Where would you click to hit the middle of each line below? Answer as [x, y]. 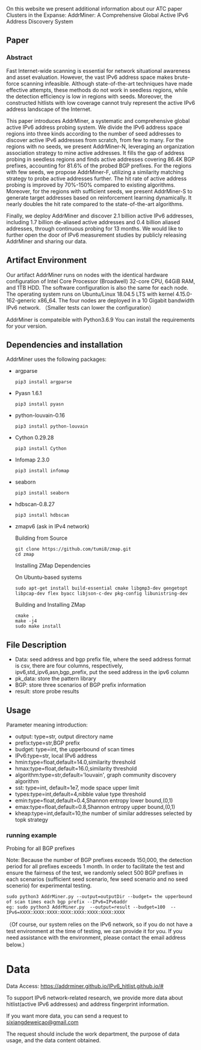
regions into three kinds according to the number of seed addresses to [94, 133]
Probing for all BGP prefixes [41, 848]
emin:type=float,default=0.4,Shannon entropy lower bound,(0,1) [94, 800]
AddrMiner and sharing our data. [47, 241]
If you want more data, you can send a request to [67, 1016]
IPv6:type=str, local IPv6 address [56, 755]
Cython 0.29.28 [34, 438]
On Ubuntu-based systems [48, 577]
